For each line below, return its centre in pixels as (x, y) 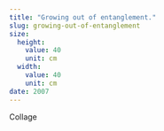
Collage (23, 117)
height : (31, 42)
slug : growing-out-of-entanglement (75, 26)
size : (19, 34)
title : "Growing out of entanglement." (83, 17)
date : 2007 (29, 91)
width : (29, 67)
